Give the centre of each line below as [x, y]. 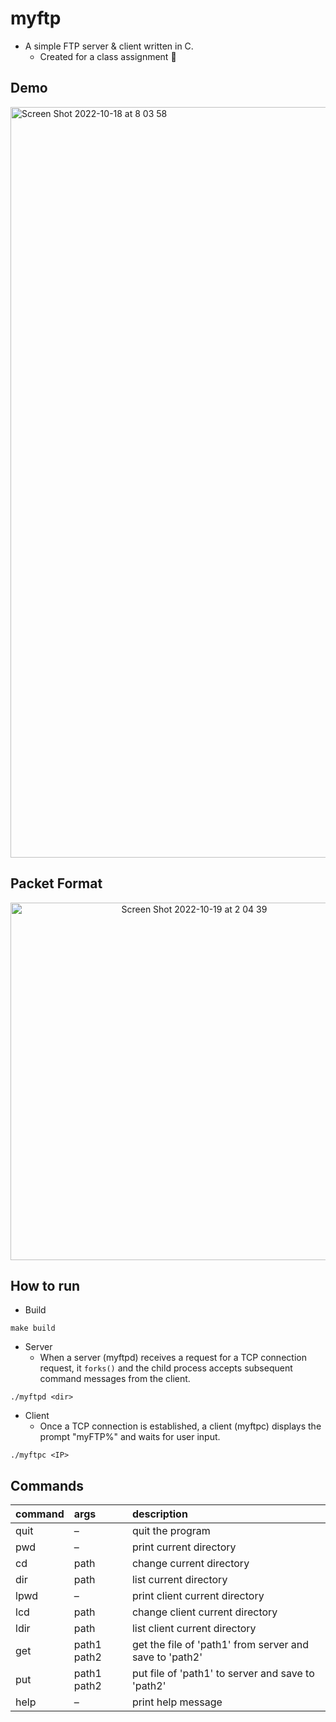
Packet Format [56, 883]
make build [33, 1328]
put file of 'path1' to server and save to [223, 1674]
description [159, 1514]
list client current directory [194, 1629]
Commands [47, 1485]
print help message [177, 1702]
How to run [45, 1285]
